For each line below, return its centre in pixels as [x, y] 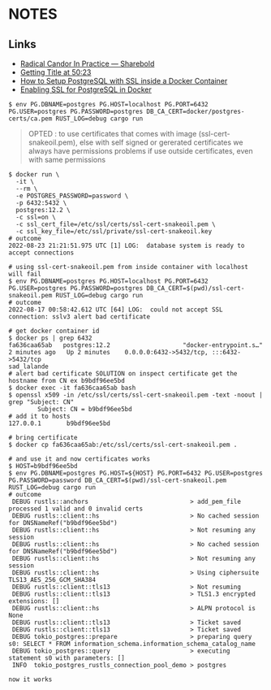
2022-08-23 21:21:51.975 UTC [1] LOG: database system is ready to [127, 245]
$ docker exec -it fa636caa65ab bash [72, 388]
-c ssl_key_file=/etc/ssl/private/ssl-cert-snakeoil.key [114, 232]
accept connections [41, 253]
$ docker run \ [34, 175]
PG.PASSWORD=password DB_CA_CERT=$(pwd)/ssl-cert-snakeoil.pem [118, 480]
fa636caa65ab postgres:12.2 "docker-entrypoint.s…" [136, 345]
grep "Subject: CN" [41, 402]
